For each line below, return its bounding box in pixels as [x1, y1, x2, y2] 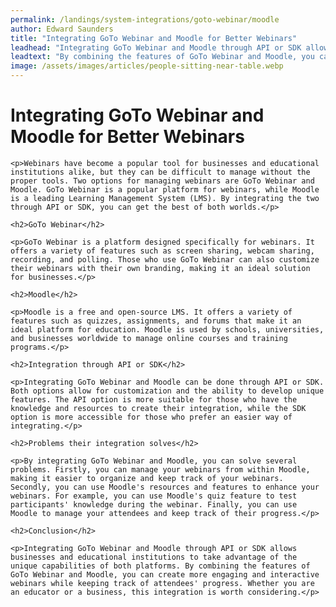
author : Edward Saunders [10, 24, 114, 34]
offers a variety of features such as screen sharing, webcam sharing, [10, 246, 315, 256]
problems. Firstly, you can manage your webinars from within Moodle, [10, 464, 311, 475]
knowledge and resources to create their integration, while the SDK [10, 403, 307, 413]
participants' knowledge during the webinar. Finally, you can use [10, 499, 298, 510]
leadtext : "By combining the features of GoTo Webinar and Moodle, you [10, 52, 315, 62]
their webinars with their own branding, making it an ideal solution [10, 263, 311, 273]
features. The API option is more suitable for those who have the [10, 394, 298, 405]
